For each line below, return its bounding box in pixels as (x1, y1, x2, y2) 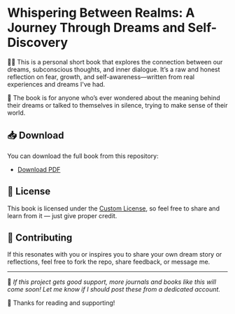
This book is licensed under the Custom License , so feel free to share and (7, 204, 220, 213)
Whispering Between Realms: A (7, 5, 195, 21)
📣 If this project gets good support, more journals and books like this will (7, 278, 217, 286)
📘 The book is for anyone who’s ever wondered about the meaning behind (7, 93, 220, 102)
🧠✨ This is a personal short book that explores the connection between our (7, 57, 223, 66)
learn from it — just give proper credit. (7, 211, 117, 220)
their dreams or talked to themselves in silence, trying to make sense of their (7, 101, 229, 109)
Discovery (7, 35, 69, 50)
